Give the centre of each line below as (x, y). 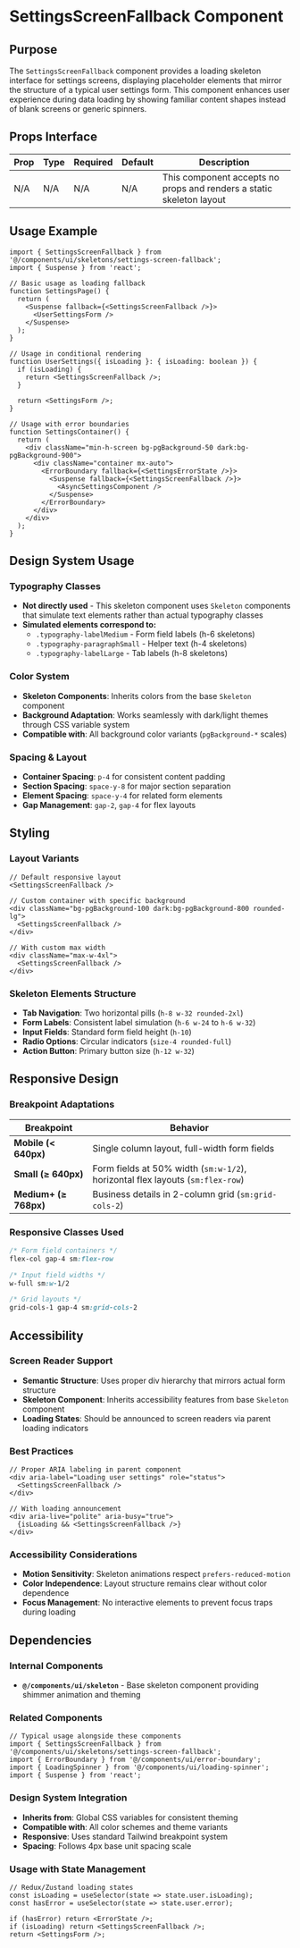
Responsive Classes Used (67, 1232)
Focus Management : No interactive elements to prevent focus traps (147, 1603)
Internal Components (56, 1665)
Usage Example (54, 231)
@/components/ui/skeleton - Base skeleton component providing (140, 1685)
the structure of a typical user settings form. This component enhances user (150, 90)
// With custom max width (57, 948)
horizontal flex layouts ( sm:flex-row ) (168, 1179)
